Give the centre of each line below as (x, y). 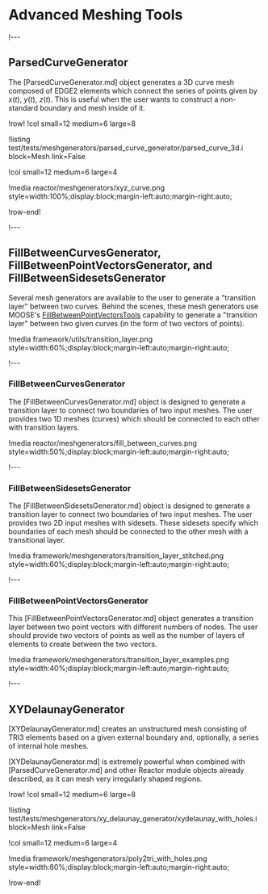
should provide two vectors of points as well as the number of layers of (126, 636)
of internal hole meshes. (48, 746)
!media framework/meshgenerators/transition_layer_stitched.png (116, 556)
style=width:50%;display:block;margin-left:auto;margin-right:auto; (119, 451)
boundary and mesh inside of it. (92, 107)
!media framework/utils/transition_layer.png (81, 339)
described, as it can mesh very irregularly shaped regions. (105, 779)
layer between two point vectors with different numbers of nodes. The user (133, 627)
